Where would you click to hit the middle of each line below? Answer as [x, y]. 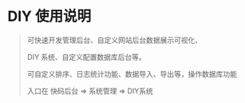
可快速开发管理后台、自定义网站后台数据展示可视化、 [115, 40]
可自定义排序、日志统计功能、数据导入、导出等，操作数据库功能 [132, 73]
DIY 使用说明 [49, 16]
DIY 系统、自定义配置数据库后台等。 [87, 57]
